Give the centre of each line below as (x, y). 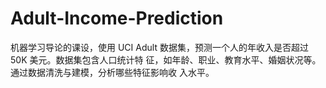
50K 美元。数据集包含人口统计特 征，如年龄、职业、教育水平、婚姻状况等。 (166, 59)
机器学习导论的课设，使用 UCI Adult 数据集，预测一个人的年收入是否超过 (159, 47)
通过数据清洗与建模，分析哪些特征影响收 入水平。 (112, 72)
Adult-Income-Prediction (117, 18)
